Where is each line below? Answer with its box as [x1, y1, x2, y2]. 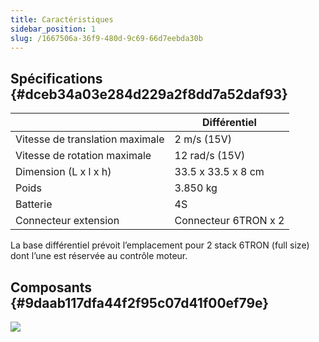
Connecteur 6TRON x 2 [174, 214, 285, 228]
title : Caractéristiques [10, 14, 114, 25]
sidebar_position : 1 [10, 24, 97, 34]
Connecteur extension [15, 214, 120, 228]
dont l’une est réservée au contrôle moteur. [10, 250, 188, 262]
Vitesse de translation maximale [15, 132, 165, 146]
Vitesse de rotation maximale [15, 149, 152, 163]
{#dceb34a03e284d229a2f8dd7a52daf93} [10, 86, 288, 103]
